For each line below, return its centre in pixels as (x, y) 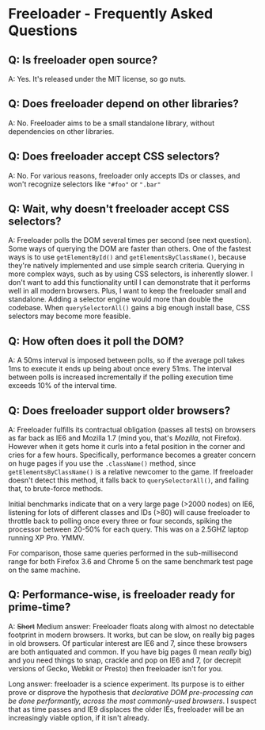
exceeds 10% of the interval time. (62, 386)
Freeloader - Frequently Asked (111, 14)
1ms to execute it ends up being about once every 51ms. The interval (120, 369)
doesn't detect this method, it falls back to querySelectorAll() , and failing (129, 480)
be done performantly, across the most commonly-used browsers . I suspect (132, 701)
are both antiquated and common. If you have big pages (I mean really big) (130, 651)
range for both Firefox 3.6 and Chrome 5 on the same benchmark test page (131, 562)
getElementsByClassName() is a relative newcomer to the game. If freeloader (131, 472)
